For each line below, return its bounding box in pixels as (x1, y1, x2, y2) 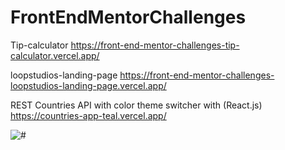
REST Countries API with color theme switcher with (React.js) (10, 99, 263, 111)
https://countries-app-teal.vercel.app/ (10, 109, 167, 121)
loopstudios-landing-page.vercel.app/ (10, 79, 167, 91)
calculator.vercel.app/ (10, 49, 100, 61)
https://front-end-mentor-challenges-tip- (70, 39, 240, 51)
